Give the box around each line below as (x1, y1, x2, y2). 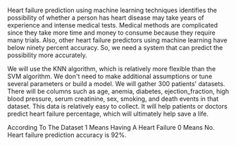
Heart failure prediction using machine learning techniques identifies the (7, 6, 217, 14)
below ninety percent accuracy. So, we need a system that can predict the (7, 44, 223, 51)
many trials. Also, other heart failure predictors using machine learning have (7, 36, 228, 44)
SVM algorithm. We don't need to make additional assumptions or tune (7, 72, 213, 80)
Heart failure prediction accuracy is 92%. (7, 130, 127, 139)
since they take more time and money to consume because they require (7, 28, 216, 37)
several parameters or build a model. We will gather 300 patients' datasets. (7, 80, 225, 87)
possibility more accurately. (7, 51, 87, 59)
